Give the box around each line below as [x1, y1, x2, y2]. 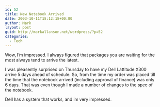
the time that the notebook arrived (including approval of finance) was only [5, 76, 155, 82]
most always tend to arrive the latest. [5, 57, 79, 63]
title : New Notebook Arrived [5, 12, 64, 16]
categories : [5, 34, 29, 39]
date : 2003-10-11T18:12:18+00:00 [5, 16, 73, 21]
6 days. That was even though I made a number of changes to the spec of [5, 82, 153, 88]
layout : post [5, 25, 32, 30]
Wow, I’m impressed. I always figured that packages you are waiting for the [5, 52, 155, 58]
